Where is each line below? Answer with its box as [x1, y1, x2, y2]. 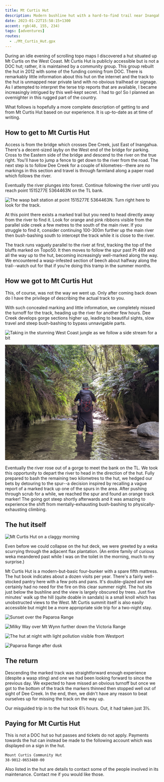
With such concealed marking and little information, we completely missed [5, 304, 155, 310]
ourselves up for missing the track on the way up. [5, 695, 105, 702]
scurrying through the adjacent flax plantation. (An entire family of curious [5, 548, 154, 554]
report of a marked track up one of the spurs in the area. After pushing [5, 486, 147, 491]
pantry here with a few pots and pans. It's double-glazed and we [22, 578, 152, 584]
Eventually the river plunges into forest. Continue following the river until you [5, 182, 159, 188]
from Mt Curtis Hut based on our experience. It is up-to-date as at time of [5, 109, 153, 115]
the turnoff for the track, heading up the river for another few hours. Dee [5, 310, 151, 316]
